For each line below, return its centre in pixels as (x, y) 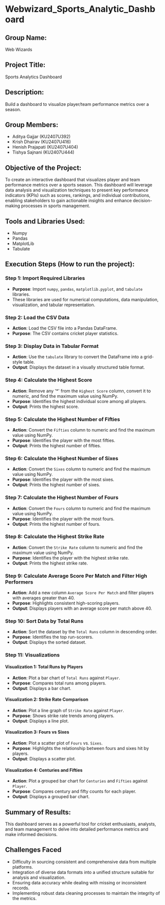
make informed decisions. (31, 834)
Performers (19, 582)
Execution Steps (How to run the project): (70, 264)
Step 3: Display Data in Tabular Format (52, 346)
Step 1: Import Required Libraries (45, 278)
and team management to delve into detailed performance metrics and (77, 829)
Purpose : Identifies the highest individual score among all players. (79, 401)
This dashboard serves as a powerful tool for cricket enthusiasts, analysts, (81, 824)
